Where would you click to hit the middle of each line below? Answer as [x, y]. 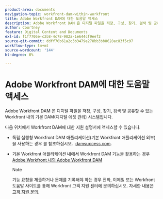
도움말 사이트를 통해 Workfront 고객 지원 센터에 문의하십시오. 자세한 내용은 [83, 186]
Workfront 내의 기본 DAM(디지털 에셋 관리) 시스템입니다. [59, 117]
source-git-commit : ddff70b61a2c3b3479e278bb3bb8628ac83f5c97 [69, 41]
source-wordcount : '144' [30, 50]
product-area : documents [30, 9]
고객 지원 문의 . [26, 192]
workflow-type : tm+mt [27, 46]
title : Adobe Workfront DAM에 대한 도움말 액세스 [52, 18]
